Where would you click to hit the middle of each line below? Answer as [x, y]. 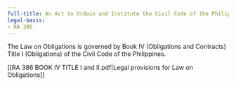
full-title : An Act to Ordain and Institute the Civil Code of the [108, 14]
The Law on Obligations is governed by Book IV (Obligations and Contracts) [117, 47]
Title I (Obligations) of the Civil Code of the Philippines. [87, 54]
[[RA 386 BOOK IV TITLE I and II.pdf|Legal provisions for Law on [100, 68]
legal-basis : [26, 20]
